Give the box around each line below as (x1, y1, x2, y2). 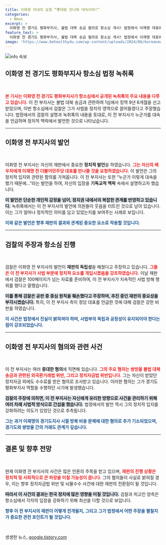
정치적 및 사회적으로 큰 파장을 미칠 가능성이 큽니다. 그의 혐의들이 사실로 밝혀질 (5, 474, 154, 480)
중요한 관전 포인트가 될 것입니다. (10, 514, 72, 520)
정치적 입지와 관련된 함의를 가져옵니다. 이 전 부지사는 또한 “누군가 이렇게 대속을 (5, 174, 157, 180)
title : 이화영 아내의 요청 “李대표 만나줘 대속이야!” (5, 7, 100, 12)
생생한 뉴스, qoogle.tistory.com (5, 534, 67, 540)
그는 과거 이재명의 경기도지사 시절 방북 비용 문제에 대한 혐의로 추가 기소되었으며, (5, 418, 157, 424)
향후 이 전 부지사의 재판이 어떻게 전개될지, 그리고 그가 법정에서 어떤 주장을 (5, 507, 145, 514)
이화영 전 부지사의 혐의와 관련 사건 (5, 342, 103, 351)
